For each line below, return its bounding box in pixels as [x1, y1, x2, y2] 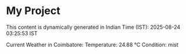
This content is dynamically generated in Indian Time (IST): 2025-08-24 [6, 23, 181, 31]
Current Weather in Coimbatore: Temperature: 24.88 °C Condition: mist [6, 41, 178, 48]
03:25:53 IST [6, 29, 38, 36]
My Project [6, 4, 61, 18]
